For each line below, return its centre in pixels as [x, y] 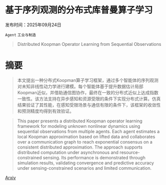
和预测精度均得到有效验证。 [46, 111]
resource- [130, 152]
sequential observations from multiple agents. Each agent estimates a [88, 131]
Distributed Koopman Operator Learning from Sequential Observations [89, 44]
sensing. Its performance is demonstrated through [94, 157]
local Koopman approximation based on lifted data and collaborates [86, 137]
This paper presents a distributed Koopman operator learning [80, 121]
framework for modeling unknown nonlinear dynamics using [79, 126]
